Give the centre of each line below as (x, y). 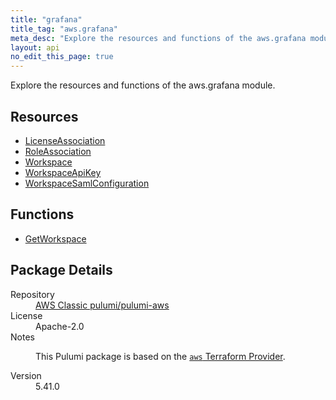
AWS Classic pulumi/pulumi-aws (102, 305)
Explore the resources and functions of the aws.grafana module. (143, 85)
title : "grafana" (46, 19)
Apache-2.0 (60, 326)
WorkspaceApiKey (63, 172)
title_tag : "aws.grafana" (64, 29)
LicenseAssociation (65, 140)
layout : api (35, 47)
